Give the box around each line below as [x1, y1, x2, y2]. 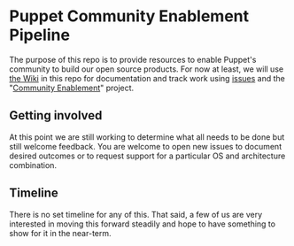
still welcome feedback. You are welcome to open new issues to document [9, 141, 282, 151]
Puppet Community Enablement [9, 6, 250, 27]
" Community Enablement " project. [9, 82, 135, 93]
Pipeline [9, 25, 71, 45]
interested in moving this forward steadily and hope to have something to [9, 219, 276, 229]
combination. [9, 159, 58, 170]
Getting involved [9, 108, 103, 123]
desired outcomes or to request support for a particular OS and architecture [9, 150, 286, 161]
